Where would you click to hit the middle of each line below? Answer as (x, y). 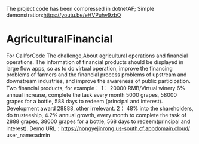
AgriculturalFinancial (59, 39)
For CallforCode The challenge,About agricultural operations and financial (97, 56)
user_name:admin (28, 135)
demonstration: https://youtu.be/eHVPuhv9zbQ (64, 15)
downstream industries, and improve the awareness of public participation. (99, 81)
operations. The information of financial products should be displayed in (95, 62)
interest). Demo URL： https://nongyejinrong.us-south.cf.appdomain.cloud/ (98, 128)
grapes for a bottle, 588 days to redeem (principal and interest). (85, 101)
